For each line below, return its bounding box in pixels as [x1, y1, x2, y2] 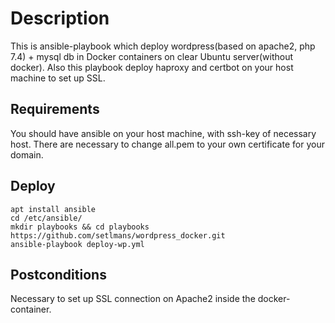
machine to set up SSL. [10, 72, 106, 84]
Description [10, 7, 110, 30]
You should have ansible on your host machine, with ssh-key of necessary [10, 127, 317, 139]
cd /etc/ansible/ [10, 213, 83, 223]
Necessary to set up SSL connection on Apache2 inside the [10, 293, 256, 305]
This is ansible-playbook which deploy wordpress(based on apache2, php [10, 40, 316, 52]
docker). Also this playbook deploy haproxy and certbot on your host [10, 61, 294, 73]
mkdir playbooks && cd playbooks [10, 222, 150, 232]
